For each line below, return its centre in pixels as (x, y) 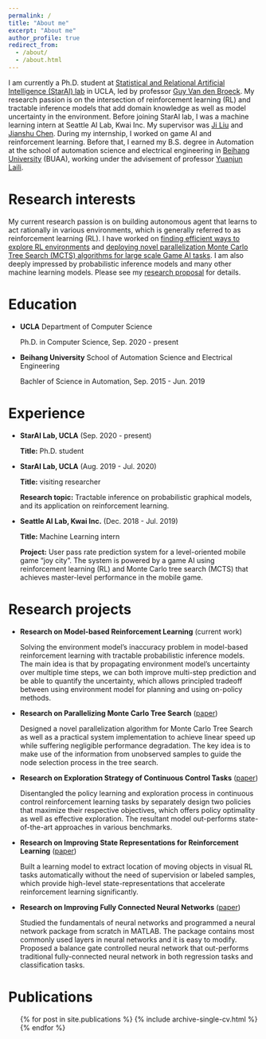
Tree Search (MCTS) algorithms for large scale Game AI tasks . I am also (126, 255)
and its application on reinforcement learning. (94, 506)
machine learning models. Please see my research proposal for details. (125, 272)
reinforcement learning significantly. (79, 892)
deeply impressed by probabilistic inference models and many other (120, 264)
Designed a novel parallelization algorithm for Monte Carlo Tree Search (136, 728)
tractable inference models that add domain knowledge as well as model (127, 107)
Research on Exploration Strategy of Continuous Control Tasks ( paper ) (139, 778)
